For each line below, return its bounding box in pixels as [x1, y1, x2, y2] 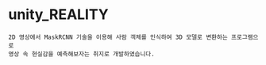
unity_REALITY [8, 6, 109, 24]
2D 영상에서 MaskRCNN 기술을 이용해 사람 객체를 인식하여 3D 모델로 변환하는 [8, 33, 228, 41]
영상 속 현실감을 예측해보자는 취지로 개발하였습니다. [8, 50, 155, 58]
